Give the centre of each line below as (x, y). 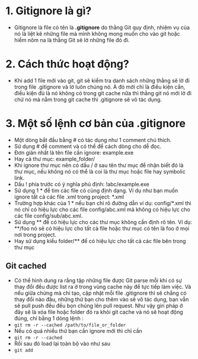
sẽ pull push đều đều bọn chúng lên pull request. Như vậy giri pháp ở (98, 306)
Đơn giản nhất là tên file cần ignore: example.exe (74, 152)
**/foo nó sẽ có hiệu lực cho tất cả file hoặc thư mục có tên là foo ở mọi (102, 228)
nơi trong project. (35, 234)
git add (23, 350)
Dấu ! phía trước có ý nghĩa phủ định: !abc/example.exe (82, 184)
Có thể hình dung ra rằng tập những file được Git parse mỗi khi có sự (98, 280)
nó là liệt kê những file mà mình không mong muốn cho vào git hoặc (97, 33)
